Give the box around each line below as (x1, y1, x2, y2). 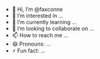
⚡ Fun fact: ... (12, 47, 45, 54)
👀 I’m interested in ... (12, 12, 64, 19)
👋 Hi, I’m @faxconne (12, 6, 63, 13)
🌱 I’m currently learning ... (12, 19, 77, 25)
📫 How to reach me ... (12, 32, 68, 39)
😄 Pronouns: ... (12, 40, 52, 48)
